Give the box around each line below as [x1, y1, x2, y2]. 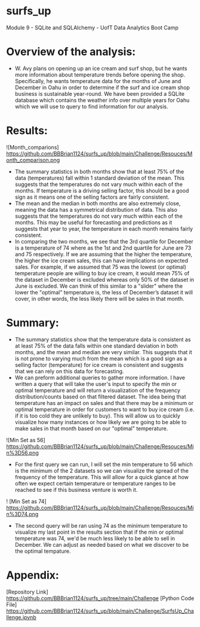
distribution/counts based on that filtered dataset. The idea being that [14, 393, 186, 400]
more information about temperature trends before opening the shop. [14, 71, 186, 78]
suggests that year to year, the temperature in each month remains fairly [14, 225, 193, 232]
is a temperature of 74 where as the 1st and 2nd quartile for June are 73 [14, 244, 192, 251]
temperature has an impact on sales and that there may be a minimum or [14, 399, 194, 406]
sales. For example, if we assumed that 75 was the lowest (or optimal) [14, 263, 187, 270]
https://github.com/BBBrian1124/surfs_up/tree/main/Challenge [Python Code [6, 594, 195, 602]
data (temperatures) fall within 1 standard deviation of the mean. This [14, 174, 185, 181]
